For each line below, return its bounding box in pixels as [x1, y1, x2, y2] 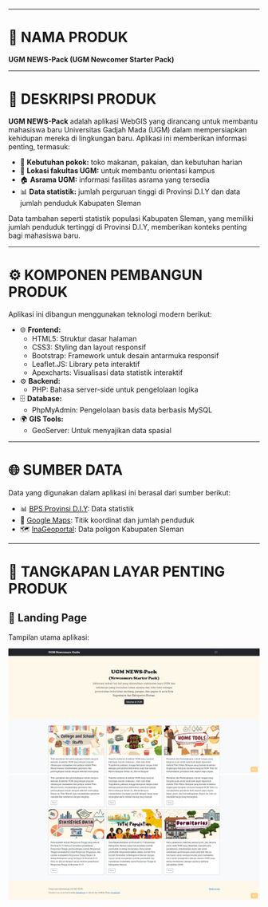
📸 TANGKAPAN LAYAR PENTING [8, 562, 226, 581]
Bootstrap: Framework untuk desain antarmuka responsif [31, 350, 219, 360]
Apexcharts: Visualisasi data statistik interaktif [31, 368, 183, 377]
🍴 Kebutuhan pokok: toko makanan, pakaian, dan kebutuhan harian [19, 157, 243, 167]
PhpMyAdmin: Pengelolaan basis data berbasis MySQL [31, 404, 213, 415]
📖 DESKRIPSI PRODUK [8, 90, 157, 108]
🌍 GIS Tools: [19, 414, 64, 424]
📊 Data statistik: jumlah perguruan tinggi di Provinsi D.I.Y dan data [19, 187, 241, 196]
